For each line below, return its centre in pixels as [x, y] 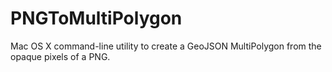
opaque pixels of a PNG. [60, 56]
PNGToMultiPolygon [96, 18]
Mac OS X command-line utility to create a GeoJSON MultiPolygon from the [166, 46]
